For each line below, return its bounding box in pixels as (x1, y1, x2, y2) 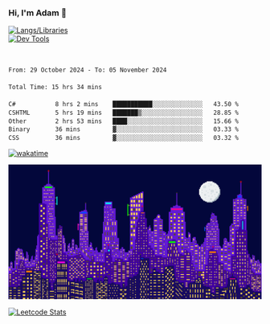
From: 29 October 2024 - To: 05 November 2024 (8, 66, 167, 75)
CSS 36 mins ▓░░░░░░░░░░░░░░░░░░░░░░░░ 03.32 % (8, 134, 239, 142)
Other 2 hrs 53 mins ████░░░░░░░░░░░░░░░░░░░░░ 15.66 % (8, 117, 239, 125)
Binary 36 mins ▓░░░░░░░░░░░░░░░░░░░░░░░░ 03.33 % (8, 125, 239, 133)
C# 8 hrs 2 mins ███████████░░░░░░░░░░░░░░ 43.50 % (8, 100, 239, 108)
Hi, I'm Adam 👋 (8, 7, 67, 18)
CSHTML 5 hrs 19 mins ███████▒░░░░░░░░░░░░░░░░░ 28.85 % (8, 109, 239, 117)
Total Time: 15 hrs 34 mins (8, 84, 103, 92)
